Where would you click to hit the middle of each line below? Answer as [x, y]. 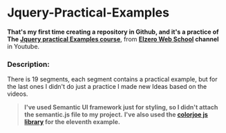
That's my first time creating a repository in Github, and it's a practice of [113, 32]
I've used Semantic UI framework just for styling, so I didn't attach [121, 108]
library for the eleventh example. [72, 122]
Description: [28, 64]
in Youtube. [23, 46]
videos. [18, 94]
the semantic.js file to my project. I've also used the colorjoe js [116, 114]
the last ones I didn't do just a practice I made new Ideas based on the [107, 87]
